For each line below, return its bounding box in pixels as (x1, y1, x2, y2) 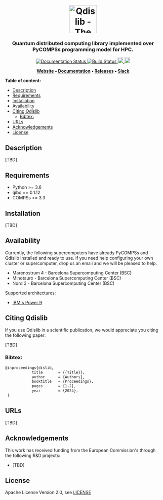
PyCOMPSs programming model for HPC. (32, 46, 134, 53)
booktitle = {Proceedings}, (31, 379, 94, 384)
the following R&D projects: (5, 453, 61, 458)
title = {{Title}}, (31, 370, 85, 375)
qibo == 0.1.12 (12, 189, 41, 195)
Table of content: (5, 78, 41, 84)
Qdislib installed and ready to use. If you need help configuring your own (5, 255, 153, 261)
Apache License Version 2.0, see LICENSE (5, 490, 91, 496)
